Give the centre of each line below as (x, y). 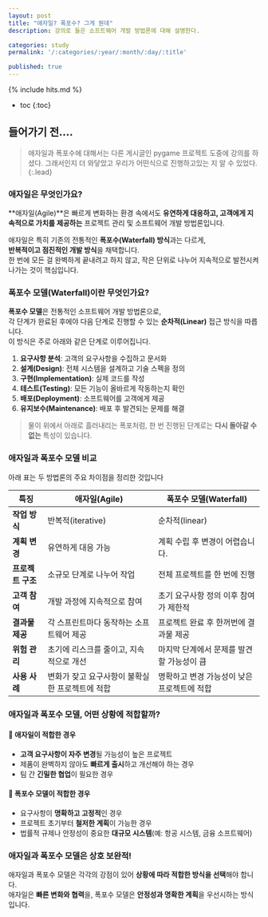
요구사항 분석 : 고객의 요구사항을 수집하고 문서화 (93, 359)
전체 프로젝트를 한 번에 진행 (207, 574)
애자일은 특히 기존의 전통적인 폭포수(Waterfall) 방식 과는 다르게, (107, 240)
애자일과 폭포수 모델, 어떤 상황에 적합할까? (85, 714)
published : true (35, 67)
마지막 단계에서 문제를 (197, 649)
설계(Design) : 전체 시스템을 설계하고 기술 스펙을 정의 (102, 369)
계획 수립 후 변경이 (191, 541)
